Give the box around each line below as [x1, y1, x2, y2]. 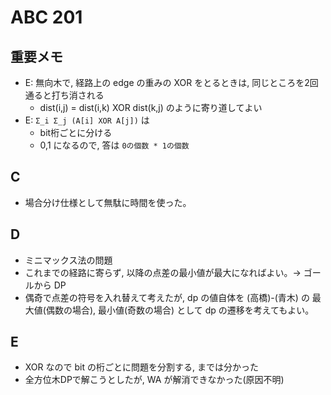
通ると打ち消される [24, 89, 105, 101]
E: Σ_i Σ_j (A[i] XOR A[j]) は [24, 114, 150, 126]
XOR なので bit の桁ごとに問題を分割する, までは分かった [24, 361, 259, 373]
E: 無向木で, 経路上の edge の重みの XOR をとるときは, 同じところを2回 [24, 77, 319, 88]
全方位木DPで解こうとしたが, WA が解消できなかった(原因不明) [24, 374, 285, 386]
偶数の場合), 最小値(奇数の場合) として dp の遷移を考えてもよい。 [45, 304, 315, 316]
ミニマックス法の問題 [24, 254, 113, 266]
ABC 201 [10, 6, 83, 29]
